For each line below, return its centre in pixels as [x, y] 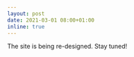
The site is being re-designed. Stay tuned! [67, 47]
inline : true [26, 26]
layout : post [26, 14]
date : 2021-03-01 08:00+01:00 [51, 20]
